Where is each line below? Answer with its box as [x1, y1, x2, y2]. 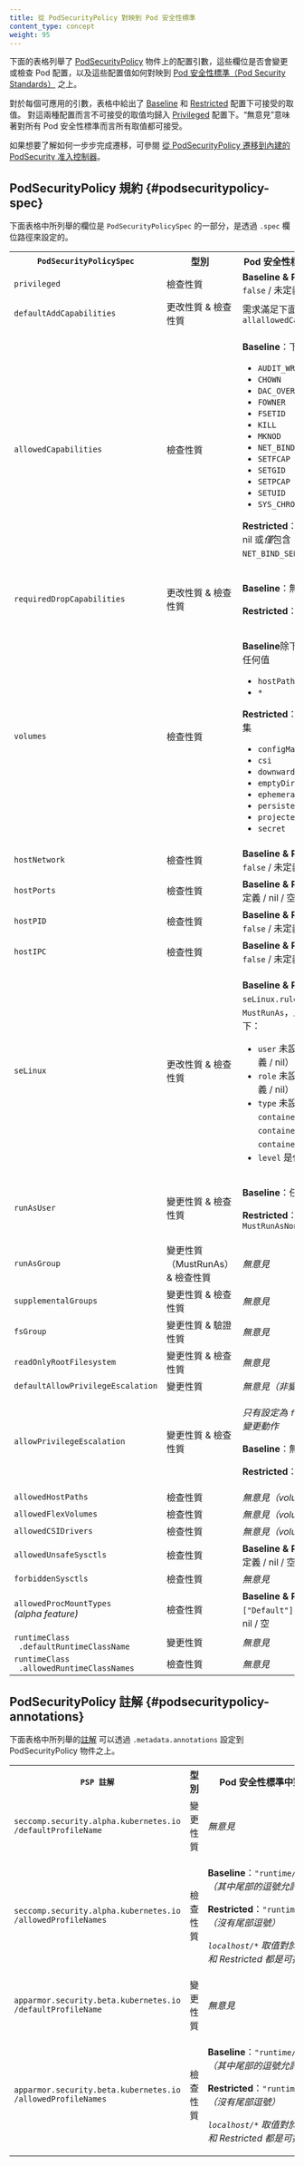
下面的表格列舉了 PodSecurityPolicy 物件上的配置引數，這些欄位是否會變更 [9, 56, 289, 67]
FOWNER [257, 397, 287, 408]
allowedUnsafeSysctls [14, 1550, 107, 1560]
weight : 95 [9, 30, 51, 39]
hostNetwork [14, 854, 66, 865]
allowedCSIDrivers [14, 1526, 93, 1537]
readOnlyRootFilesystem [14, 1357, 117, 1368]
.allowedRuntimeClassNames [18, 1664, 135, 1673]
